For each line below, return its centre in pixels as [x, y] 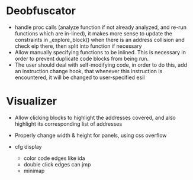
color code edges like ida [54, 158]
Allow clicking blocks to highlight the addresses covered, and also [95, 117]
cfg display [28, 146]
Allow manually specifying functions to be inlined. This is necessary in [100, 52]
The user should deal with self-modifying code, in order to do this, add [101, 65]
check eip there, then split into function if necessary [78, 46]
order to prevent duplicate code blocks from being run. [82, 58]
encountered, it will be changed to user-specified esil [80, 77]
